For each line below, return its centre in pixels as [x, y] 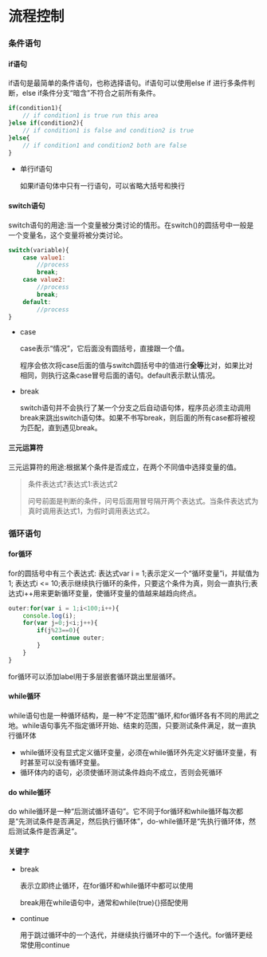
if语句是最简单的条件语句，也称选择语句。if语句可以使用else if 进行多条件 [128, 83]
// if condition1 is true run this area [90, 116]
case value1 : [44, 257]
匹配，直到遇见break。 [64, 428]
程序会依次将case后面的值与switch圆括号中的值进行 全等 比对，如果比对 [136, 366]
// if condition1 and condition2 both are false [105, 145]
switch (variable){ [39, 250]
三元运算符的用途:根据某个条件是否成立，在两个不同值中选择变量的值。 [125, 467]
